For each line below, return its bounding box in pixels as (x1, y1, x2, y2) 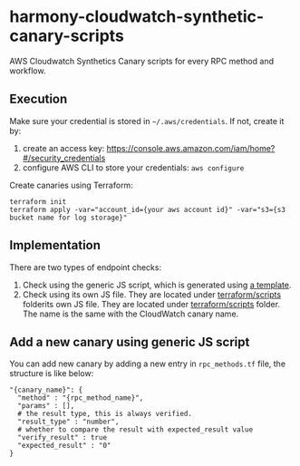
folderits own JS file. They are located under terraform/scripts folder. (22, 298, 281, 309)
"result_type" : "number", (17, 417, 120, 427)
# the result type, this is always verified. (17, 410, 193, 419)
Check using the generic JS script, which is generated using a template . (22, 279, 292, 290)
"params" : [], (17, 402, 75, 411)
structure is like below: (9, 368, 94, 379)
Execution (9, 92, 68, 107)
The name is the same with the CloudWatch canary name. (22, 308, 239, 319)
